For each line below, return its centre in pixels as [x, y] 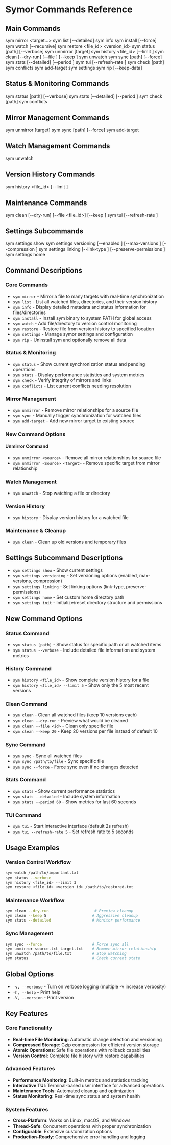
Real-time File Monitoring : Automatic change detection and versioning [87, 1039]
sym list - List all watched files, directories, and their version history [85, 301]
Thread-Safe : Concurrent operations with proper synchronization [82, 1126]
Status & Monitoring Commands [57, 84]
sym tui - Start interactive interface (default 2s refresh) [71, 826]
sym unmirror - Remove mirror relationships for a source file [76, 410]
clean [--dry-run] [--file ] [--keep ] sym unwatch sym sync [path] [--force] [84, 57]
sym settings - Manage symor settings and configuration [73, 334]
